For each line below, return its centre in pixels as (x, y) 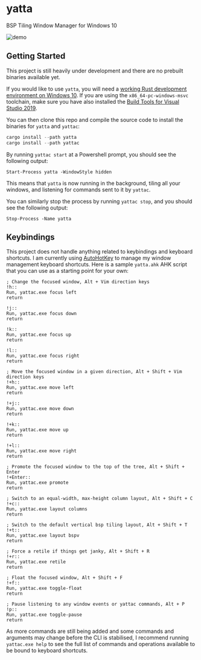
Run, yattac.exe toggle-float (44, 588)
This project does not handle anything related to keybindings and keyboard (100, 252)
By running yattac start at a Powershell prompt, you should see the (91, 154)
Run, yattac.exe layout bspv (43, 536)
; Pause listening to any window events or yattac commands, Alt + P (96, 604)
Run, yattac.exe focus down (42, 314)
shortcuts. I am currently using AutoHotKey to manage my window (89, 258)
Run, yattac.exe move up (37, 430)
